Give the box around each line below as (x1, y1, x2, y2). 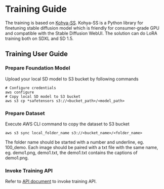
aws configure (5, 90, 35, 95)
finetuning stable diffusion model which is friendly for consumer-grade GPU (5, 25, 160, 31)
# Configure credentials (5, 85, 56, 90)
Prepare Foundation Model (5, 65, 71, 72)
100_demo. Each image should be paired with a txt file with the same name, (5, 144, 159, 150)
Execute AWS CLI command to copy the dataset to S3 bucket (5, 121, 130, 127)
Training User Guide (5, 50, 68, 58)
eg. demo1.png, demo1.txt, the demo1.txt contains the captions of (5, 150, 138, 155)
